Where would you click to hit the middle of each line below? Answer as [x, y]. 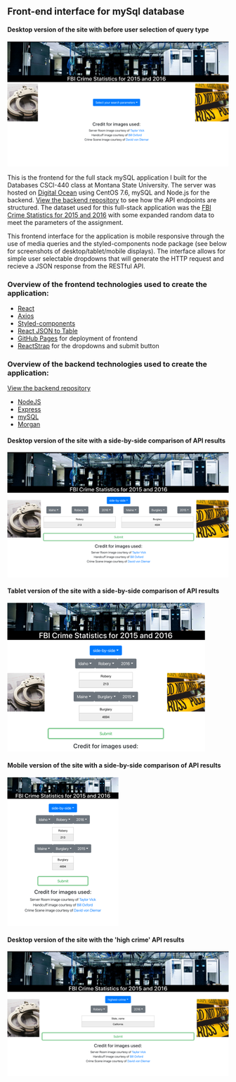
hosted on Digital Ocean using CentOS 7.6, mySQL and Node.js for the [109, 192]
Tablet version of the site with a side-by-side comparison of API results [113, 591]
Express [29, 410]
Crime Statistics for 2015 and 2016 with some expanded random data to [111, 215]
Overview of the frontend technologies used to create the [107, 284]
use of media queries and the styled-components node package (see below [117, 243]
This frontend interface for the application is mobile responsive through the [116, 236]
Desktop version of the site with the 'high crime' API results [96, 940]
